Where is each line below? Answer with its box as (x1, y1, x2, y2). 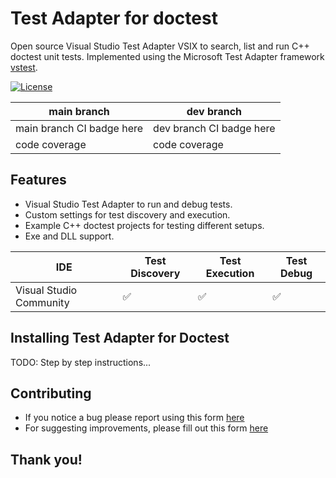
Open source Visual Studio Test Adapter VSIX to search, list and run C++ (10, 40, 310, 52)
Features (10, 172, 67, 189)
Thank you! (10, 451, 83, 468)
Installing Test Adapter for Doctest (10, 330, 230, 347)
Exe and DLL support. (24, 230, 115, 242)
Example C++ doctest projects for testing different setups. (24, 219, 265, 231)
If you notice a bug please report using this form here (24, 412, 245, 424)
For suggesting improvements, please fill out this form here (24, 422, 269, 434)
